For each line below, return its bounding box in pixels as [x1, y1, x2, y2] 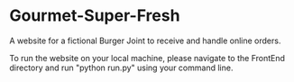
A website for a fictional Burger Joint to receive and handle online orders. [9, 35, 281, 46]
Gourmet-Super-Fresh [9, 5, 180, 26]
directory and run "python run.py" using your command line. [9, 62, 234, 73]
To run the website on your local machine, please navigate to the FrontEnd [9, 52, 286, 63]
